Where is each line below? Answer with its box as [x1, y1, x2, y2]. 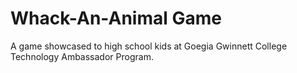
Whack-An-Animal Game [10, 7, 222, 30]
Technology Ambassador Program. [10, 50, 154, 62]
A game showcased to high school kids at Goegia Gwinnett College [10, 40, 288, 52]
